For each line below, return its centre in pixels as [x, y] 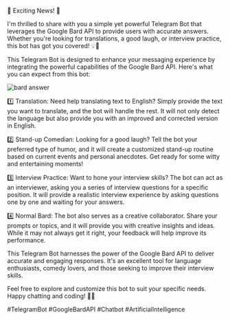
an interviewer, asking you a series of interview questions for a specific [108, 187]
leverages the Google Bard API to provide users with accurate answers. [108, 31]
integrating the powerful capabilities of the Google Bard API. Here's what [110, 67]
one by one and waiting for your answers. [66, 202]
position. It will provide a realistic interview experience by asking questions [113, 195]
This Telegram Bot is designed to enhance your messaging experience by [111, 59]
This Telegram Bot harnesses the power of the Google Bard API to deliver [111, 253]
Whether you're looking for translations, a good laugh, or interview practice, [114, 38]
